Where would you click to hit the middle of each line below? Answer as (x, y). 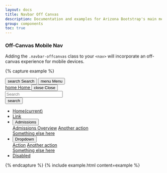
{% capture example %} (30, 71)
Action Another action (35, 145)
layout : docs (19, 10)
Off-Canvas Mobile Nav (34, 46)
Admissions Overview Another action (50, 128)
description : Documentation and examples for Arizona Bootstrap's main (81, 19)
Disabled (21, 156)
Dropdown (24, 139)
